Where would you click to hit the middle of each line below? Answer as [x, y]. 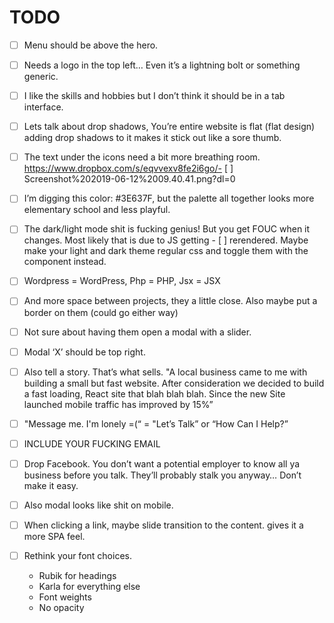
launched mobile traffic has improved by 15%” [118, 404]
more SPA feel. [54, 536]
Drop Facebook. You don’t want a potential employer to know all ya [162, 463]
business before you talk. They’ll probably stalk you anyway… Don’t [162, 475]
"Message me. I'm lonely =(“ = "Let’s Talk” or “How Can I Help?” [156, 423]
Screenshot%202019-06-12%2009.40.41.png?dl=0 [129, 179]
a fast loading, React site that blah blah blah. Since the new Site [154, 393]
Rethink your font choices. [77, 555]
